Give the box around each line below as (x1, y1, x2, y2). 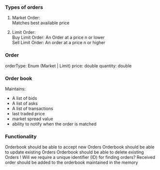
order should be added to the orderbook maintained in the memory (5, 159, 138, 166)
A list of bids (12, 95, 37, 101)
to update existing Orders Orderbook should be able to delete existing (5, 149, 144, 155)
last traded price (12, 110, 45, 116)
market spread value (12, 116, 53, 122)
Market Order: (12, 15, 40, 21)
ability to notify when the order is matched (12, 121, 97, 127)
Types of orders (5, 4, 44, 11)
